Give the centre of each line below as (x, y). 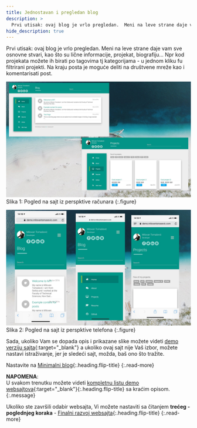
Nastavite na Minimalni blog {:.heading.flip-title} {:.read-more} (80, 365)
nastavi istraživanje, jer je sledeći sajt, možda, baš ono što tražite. (85, 354)
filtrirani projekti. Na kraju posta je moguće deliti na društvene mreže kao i (95, 67)
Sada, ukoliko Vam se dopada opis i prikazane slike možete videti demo (92, 342)
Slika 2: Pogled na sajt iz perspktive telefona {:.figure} (71, 330)
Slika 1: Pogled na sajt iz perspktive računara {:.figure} (71, 202)
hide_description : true (35, 31)
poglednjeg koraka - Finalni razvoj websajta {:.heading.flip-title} (83, 413)
